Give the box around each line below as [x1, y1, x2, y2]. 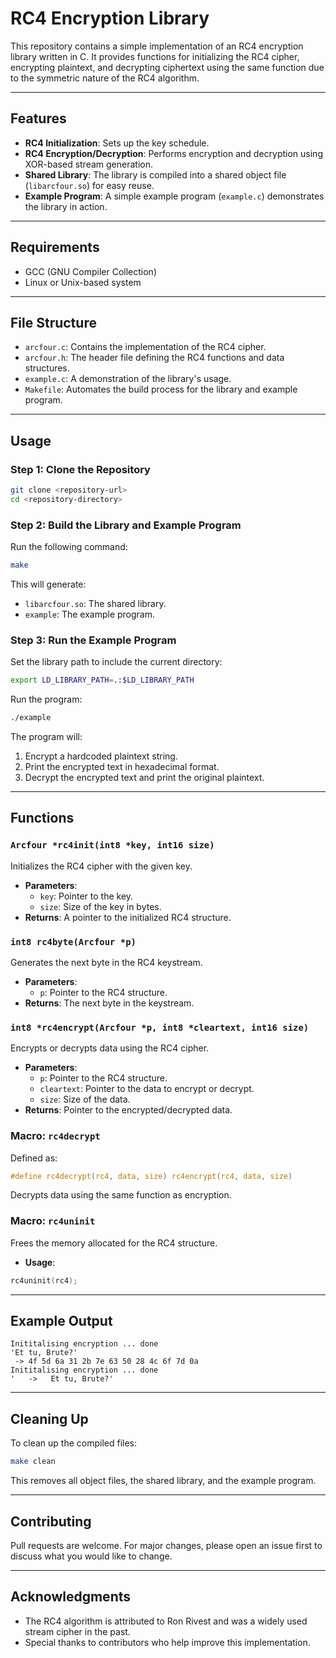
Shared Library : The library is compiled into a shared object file [24, 168, 287, 181]
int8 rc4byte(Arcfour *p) [10, 936, 137, 947]
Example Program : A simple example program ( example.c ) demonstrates [24, 190, 325, 202]
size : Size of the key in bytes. [39, 900, 162, 912]
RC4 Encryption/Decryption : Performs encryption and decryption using [24, 147, 323, 159]
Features [10, 110, 67, 127]
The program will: [10, 731, 83, 743]
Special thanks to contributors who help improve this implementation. [24, 1636, 311, 1648]
